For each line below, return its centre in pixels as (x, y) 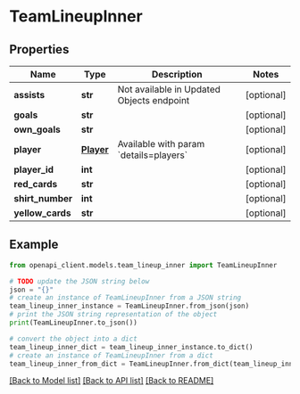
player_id (34, 169)
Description (177, 74)
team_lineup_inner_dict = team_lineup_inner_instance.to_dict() (131, 347)
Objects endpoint (154, 100)
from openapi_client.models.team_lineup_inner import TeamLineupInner (143, 265)
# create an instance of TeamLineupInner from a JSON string (125, 298)
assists (29, 95)
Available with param (161, 144)
